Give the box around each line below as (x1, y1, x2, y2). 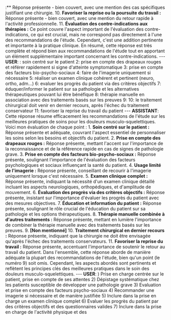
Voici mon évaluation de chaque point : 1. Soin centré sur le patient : (5, 124, 150, 130)
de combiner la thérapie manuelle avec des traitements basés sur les (5, 222, 150, 228)
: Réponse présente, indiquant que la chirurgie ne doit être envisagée (5, 233, 151, 239)
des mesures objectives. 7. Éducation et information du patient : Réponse (5, 200, 162, 206)
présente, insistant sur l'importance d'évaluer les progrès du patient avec (5, 195, 159, 201)
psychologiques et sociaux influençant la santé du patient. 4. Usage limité (5, 162, 161, 168)
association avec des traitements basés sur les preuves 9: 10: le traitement (5, 97, 162, 103)
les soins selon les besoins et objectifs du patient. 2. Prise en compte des (5, 135, 161, 141)
